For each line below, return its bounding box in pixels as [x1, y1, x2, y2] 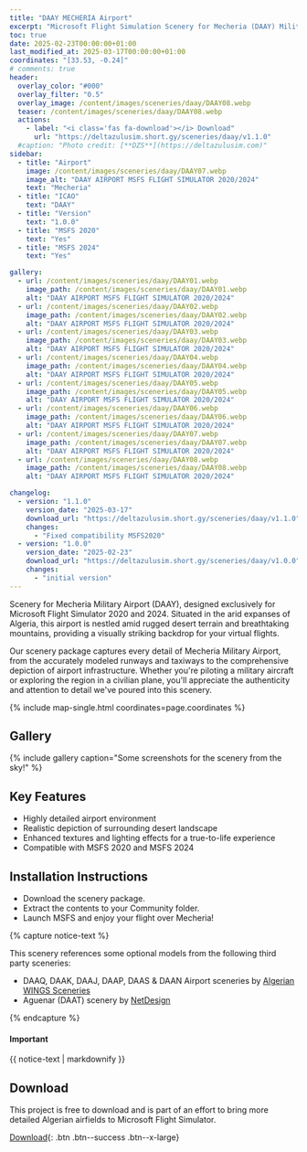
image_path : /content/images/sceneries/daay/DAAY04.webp [26, 361, 248, 370]
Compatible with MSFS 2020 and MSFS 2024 [22, 842, 195, 853]
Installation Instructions [9, 869, 149, 884]
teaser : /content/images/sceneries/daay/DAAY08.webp [17, 107, 223, 116]
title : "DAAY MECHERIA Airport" [9, 13, 132, 23]
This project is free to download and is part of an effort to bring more [9, 1104, 270, 1115]
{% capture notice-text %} [9, 930, 110, 942]
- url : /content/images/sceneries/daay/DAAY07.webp [17, 429, 219, 439]
